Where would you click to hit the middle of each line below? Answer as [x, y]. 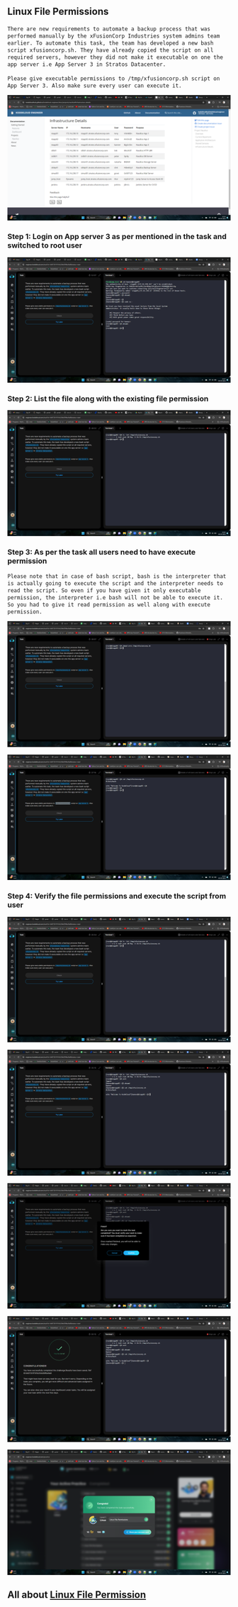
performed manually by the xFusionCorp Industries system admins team [114, 36]
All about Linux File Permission [77, 1595]
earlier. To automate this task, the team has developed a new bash [110, 43]
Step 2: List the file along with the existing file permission [108, 399]
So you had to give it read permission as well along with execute [109, 605]
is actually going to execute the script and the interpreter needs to [115, 584]
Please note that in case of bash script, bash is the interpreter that [117, 577]
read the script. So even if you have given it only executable [104, 591]
